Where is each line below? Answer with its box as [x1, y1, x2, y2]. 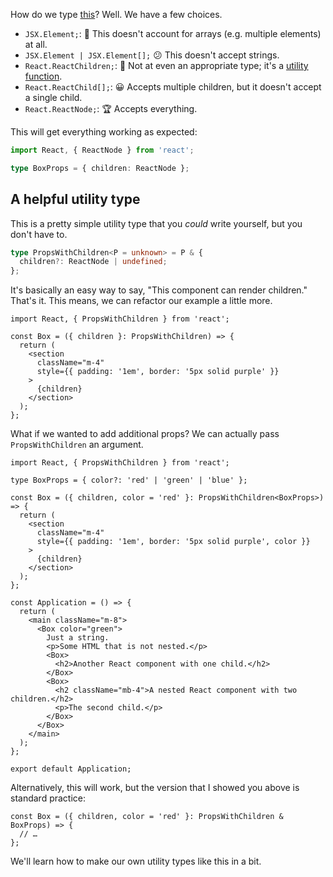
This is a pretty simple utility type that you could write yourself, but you [10, 217, 303, 229]
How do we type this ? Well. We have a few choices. [10, 9, 223, 20]
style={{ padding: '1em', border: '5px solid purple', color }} [36, 537, 311, 547]
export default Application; [10, 764, 132, 774]
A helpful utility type [10, 191, 141, 208]
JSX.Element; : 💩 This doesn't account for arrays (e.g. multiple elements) [24, 28, 322, 39]
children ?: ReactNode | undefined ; [19, 257, 168, 267]
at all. [24, 39, 48, 50]
